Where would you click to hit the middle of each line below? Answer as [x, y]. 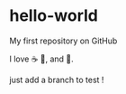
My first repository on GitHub [63, 41]
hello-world [54, 16]
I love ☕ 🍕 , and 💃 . [41, 59]
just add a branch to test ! [57, 80]
